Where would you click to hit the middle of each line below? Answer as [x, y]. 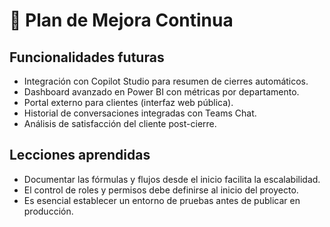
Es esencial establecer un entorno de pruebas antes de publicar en [162, 200]
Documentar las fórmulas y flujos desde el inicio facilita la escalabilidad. [172, 179]
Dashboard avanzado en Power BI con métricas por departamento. [161, 92]
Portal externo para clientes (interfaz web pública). [128, 102]
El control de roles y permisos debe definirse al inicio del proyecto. [161, 190]
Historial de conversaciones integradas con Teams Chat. [140, 113]
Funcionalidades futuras [87, 57]
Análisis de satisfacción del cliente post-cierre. [120, 123]
